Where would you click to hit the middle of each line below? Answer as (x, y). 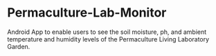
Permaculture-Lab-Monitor (87, 13)
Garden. (19, 46)
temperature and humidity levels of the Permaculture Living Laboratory (108, 39)
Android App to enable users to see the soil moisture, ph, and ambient (107, 32)
